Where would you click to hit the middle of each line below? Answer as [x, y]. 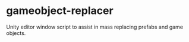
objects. [16, 33]
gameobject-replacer [60, 11]
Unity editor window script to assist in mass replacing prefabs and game [94, 27]
